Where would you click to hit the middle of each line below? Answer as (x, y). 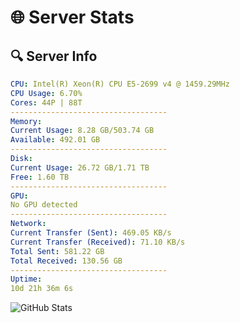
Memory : (26, 121)
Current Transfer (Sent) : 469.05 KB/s (91, 233)
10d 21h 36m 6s (42, 289)
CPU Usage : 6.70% (46, 93)
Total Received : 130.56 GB (66, 261)
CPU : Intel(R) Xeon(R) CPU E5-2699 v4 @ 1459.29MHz (120, 84)
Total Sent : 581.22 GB (57, 251)
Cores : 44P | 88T (46, 102)
